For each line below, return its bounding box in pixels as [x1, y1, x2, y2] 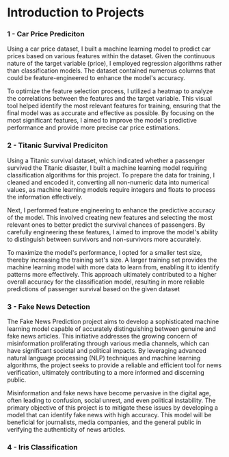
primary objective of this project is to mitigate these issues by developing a [7, 404, 219, 412]
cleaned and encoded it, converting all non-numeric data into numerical [7, 178, 209, 186]
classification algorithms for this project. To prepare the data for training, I [7, 171, 215, 179]
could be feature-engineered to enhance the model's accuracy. [7, 74, 186, 82]
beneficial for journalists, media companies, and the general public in [7, 418, 202, 426]
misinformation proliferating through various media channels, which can [7, 339, 210, 347]
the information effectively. [7, 193, 83, 201]
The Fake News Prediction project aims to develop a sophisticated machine [7, 317, 219, 326]
